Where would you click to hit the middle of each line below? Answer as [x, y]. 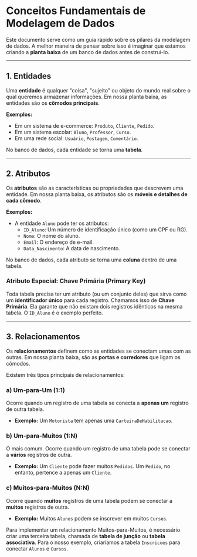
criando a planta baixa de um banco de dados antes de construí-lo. [88, 52]
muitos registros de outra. [38, 507]
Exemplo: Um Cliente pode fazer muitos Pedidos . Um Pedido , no [92, 466]
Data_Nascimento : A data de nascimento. [72, 248]
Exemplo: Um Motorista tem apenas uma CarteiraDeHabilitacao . [94, 420]
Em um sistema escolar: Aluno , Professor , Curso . [73, 132]
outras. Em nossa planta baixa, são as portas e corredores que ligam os [93, 357]
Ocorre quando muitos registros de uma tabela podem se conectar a [89, 500]
